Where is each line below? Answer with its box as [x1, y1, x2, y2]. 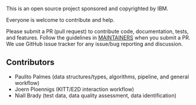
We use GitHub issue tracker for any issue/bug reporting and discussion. [6, 41, 183, 47]
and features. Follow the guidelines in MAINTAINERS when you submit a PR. [6, 34, 191, 41]
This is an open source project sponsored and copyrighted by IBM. [6, 5, 169, 12]
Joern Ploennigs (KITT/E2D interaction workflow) [14, 86, 135, 93]
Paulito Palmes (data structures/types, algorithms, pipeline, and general [14, 73, 189, 80]
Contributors [6, 57, 55, 67]
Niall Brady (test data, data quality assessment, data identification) [14, 91, 177, 99]
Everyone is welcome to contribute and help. [6, 17, 115, 23]
